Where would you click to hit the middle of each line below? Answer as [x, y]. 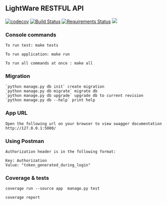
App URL [16, 113]
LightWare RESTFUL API [44, 8]
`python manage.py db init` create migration [55, 87]
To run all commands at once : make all [49, 64]
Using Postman [25, 141]
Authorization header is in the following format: [61, 152]
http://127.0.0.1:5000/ [31, 128]
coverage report [23, 198]
